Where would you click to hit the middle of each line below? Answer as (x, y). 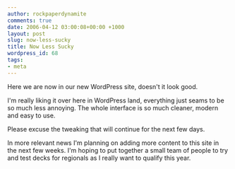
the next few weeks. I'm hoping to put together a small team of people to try (117, 150)
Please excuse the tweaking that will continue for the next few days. (106, 129)
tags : (15, 60)
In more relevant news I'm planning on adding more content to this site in (113, 143)
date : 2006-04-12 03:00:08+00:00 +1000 (66, 27)
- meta (17, 66)
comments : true (30, 21)
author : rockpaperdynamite (47, 14)
